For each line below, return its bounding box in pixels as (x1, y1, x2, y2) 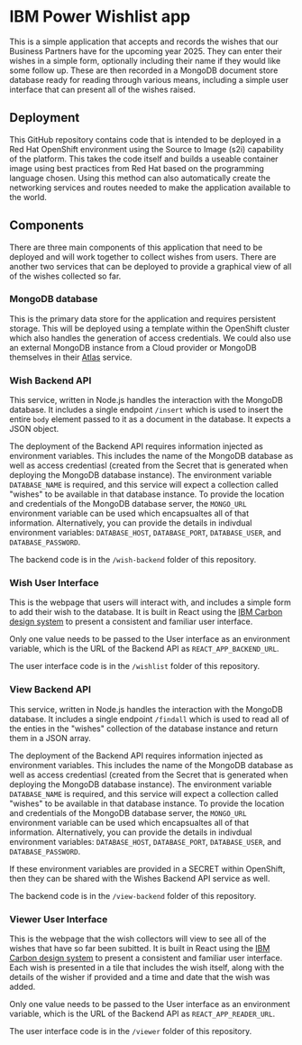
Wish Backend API (9, 374, 92, 387)
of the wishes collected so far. (9, 270, 122, 281)
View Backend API (9, 683, 92, 696)
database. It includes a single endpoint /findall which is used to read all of (9, 713, 290, 724)
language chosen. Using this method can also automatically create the (9, 172, 270, 183)
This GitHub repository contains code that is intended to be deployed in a (9, 133, 281, 145)
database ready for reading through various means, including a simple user (9, 74, 288, 85)
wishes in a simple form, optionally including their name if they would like (9, 55, 281, 66)
